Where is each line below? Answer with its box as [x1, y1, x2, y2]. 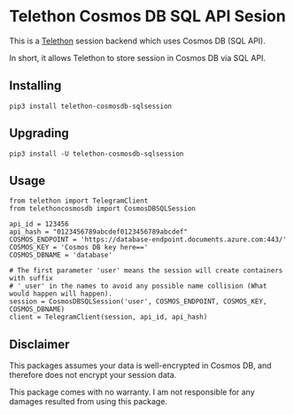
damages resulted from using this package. [9, 396, 168, 407]
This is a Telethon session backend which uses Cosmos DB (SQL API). [9, 35, 266, 46]
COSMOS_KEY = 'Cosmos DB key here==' [9, 243, 149, 252]
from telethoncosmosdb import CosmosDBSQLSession [9, 204, 197, 213]
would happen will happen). [9, 289, 113, 298]
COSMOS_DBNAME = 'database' [9, 250, 113, 260]
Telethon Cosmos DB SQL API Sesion [9, 6, 286, 27]
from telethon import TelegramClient [9, 196, 149, 205]
